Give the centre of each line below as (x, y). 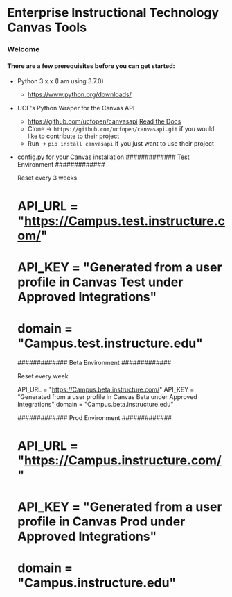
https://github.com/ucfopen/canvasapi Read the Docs (104, 121)
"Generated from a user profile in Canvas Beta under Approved (107, 396)
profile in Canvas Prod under (101, 521)
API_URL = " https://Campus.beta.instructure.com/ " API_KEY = (106, 389)
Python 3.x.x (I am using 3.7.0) (60, 81)
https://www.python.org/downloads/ (79, 94)
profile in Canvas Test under (100, 282)
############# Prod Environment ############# (94, 417)
